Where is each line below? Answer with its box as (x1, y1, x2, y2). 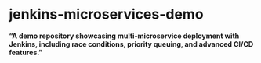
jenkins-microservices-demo (9, 5, 204, 23)
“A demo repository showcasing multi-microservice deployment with (9, 31, 240, 40)
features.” (9, 47, 43, 57)
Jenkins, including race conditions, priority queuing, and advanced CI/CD (9, 39, 254, 48)
